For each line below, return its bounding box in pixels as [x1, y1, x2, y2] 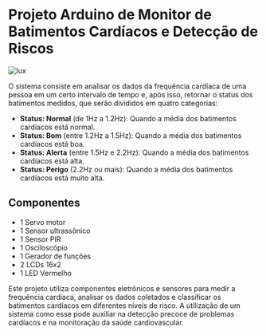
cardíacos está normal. [19, 122, 96, 132]
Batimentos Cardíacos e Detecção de [8, 22, 259, 41]
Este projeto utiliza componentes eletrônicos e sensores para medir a [8, 283, 236, 293]
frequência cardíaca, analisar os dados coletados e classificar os [8, 292, 221, 301]
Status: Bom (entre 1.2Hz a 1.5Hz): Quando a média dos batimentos [19, 130, 242, 140]
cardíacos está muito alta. [19, 173, 105, 183]
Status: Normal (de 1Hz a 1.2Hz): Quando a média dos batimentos [19, 113, 237, 123]
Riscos [8, 40, 54, 57]
